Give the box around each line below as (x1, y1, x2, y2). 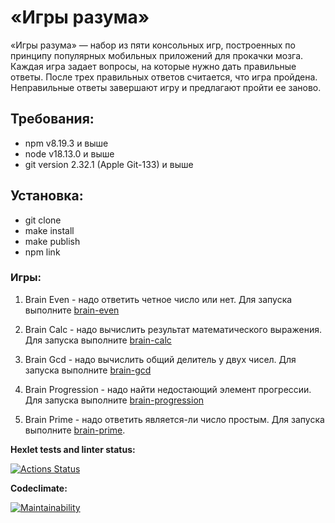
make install (24, 224, 75, 236)
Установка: (10, 187, 84, 205)
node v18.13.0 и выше (24, 147, 115, 160)
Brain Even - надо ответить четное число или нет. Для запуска (24, 293, 293, 305)
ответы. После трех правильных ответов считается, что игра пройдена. (10, 71, 318, 83)
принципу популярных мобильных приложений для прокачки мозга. (10, 49, 304, 61)
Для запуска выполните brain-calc (24, 334, 172, 346)
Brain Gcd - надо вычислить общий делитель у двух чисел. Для (24, 353, 297, 365)
